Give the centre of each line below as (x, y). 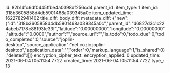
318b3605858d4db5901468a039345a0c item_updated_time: (69, 13)
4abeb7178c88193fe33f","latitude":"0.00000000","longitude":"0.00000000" (85, 29)
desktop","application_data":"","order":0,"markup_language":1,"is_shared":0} (85, 50)
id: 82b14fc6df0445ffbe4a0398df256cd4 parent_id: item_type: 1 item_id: (82, 7)
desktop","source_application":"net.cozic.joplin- (55, 45)
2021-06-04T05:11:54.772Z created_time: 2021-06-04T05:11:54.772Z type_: (85, 61)
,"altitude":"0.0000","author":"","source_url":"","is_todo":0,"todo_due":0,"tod (85, 34)
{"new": (120, 18)
